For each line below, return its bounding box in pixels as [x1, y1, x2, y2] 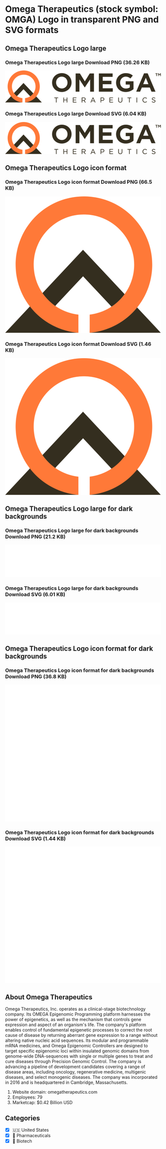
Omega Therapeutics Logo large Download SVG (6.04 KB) [5, 110, 147, 117]
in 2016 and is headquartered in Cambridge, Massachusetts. [5, 1079, 128, 1085]
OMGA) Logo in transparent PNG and [5, 14, 159, 25]
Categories [5, 1114, 41, 1122]
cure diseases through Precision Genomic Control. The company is [5, 1059, 142, 1065]
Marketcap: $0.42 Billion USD [12, 1100, 73, 1106]
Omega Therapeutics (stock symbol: [5, 3, 159, 15]
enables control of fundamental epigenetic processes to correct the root [5, 1027, 152, 1033]
